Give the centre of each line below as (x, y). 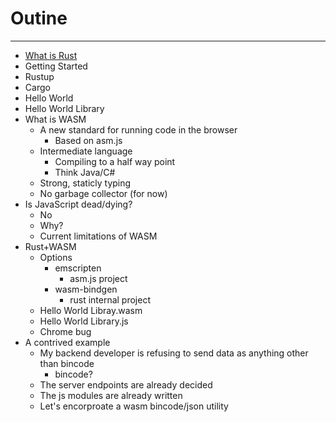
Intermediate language (86, 151)
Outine (39, 18)
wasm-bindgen (86, 289)
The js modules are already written (111, 395)
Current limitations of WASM (98, 236)
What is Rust (51, 55)
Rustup (39, 76)
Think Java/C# (85, 172)
